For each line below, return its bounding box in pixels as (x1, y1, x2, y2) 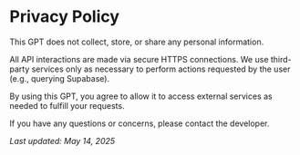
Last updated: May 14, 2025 (9, 135, 116, 146)
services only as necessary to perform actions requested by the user (31, 63, 291, 74)
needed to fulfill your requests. (9, 100, 125, 111)
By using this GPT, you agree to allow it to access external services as (9, 91, 274, 102)
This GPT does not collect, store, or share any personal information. (9, 36, 264, 47)
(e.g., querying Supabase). (9, 73, 110, 83)
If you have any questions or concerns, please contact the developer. (9, 118, 270, 129)
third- (270, 53, 292, 64)
